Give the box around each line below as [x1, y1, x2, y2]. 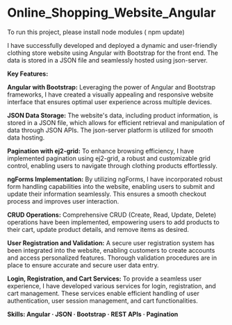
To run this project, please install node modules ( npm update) [7, 28, 185, 36]
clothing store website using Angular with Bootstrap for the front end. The [7, 49, 219, 57]
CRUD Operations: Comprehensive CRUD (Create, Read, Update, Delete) [7, 210, 217, 219]
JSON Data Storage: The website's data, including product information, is [7, 111, 219, 119]
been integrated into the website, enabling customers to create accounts [7, 246, 215, 254]
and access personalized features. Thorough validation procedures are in [7, 253, 217, 262]
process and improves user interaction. [7, 197, 119, 206]
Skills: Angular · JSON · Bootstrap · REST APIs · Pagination [7, 310, 179, 318]
